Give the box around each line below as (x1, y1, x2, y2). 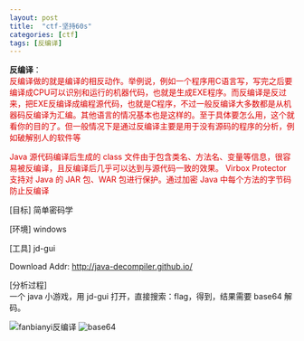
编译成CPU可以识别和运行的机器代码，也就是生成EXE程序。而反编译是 (9, 87, 271, 98)
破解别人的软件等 (16, 132, 81, 143)
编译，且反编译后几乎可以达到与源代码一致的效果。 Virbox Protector (33, 163, 287, 174)
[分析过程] (9, 279, 48, 290)
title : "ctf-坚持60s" (9, 22, 92, 31)
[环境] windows (9, 223, 67, 235)
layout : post (9, 13, 59, 23)
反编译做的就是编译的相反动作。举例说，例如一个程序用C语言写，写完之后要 (9, 76, 293, 87)
